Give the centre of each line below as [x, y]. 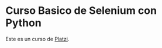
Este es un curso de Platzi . [37, 39]
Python [23, 23]
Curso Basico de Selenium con [81, 11]
